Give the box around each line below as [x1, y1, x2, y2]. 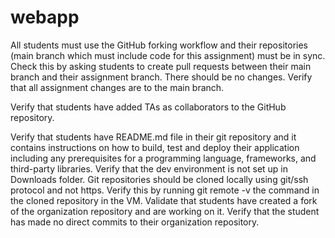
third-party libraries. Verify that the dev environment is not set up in [10, 162, 289, 175]
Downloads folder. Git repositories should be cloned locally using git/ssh [10, 173, 309, 185]
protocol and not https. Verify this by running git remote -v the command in [10, 184, 320, 196]
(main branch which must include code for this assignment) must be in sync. [10, 49, 326, 61]
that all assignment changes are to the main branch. [10, 81, 225, 93]
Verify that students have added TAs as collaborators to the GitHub [10, 101, 287, 113]
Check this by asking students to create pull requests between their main [10, 60, 312, 72]
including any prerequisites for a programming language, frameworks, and [10, 152, 317, 164]
